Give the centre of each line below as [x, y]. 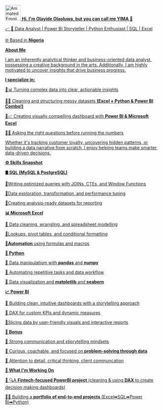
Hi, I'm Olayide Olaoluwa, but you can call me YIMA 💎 [77, 19]
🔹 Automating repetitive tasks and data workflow [55, 272]
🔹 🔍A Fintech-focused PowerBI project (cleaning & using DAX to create [79, 380]
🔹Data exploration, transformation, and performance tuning [65, 193]
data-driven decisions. [28, 153]
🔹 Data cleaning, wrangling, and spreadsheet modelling [61, 224]
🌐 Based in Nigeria [25, 40]
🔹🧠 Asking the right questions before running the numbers [64, 133]
